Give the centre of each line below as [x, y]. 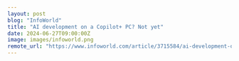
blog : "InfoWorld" [34, 20]
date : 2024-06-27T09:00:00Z [49, 33]
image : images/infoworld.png [51, 40]
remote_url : [25, 46]
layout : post [27, 14]
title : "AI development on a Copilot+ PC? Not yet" [85, 27]
